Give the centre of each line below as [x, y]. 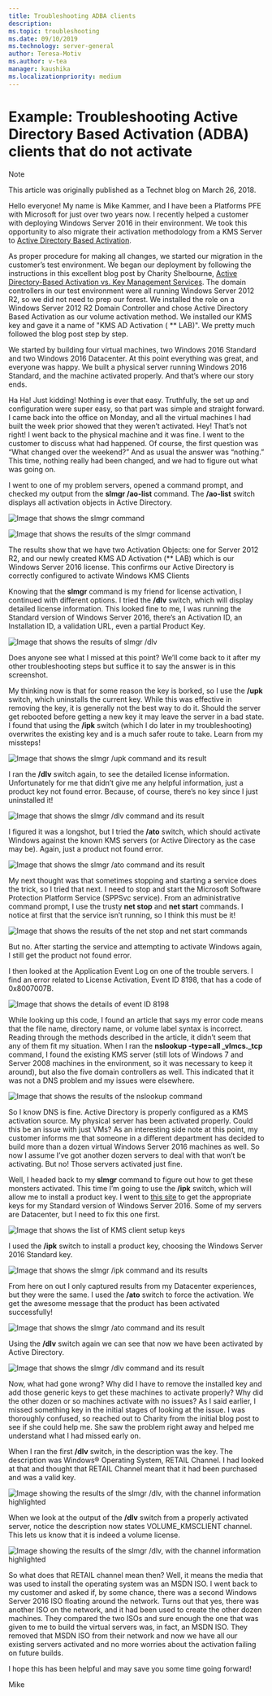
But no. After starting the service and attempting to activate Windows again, [135, 946]
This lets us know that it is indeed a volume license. [95, 1535]
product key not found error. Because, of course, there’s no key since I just [133, 791]
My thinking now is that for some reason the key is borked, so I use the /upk [136, 690]
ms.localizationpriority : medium [65, 77]
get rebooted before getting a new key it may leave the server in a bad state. [136, 717]
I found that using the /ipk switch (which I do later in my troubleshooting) [130, 725]
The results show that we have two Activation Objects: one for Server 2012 [134, 550]
